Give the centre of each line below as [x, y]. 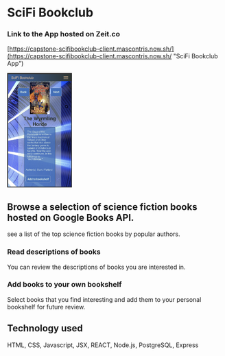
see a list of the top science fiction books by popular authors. [94, 234]
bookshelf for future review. [46, 307]
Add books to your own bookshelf [64, 285]
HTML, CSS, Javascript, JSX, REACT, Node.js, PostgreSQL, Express [103, 345]
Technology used [45, 328]
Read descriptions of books [54, 252]
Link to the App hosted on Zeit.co [63, 34]
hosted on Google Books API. [71, 217]
